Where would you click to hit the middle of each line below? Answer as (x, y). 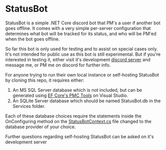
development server (26, 142)
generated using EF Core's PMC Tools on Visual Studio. (70, 95)
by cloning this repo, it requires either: (45, 80)
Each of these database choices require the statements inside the (73, 116)
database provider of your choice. (41, 127)
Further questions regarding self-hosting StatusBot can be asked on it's (79, 136)
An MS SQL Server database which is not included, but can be (77, 90)
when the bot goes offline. (33, 39)
